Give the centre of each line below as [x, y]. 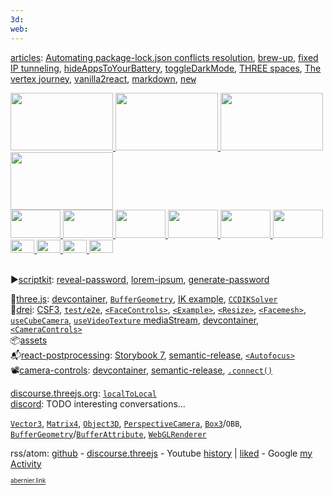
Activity [26, 463]
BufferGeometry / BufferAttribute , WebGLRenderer [108, 433]
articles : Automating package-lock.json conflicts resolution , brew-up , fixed [164, 57]
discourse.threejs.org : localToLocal [83, 393]
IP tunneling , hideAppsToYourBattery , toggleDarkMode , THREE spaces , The [166, 68]
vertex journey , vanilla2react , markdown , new [103, 78]
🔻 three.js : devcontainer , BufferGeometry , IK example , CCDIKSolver [144, 298]
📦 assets [29, 340]
